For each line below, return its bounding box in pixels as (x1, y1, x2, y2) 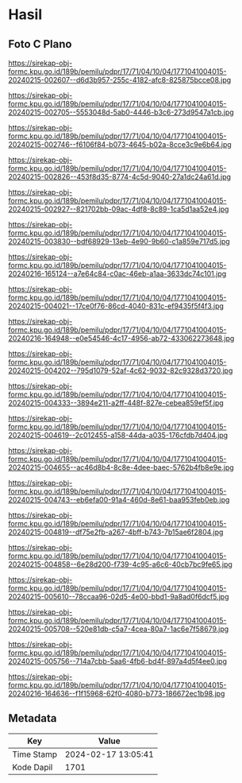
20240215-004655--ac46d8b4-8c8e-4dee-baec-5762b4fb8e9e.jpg (8, 463, 234, 472)
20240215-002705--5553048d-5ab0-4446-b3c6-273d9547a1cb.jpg (8, 107, 234, 117)
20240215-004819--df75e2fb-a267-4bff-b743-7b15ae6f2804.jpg (8, 527, 224, 537)
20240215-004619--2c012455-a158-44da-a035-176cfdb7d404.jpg (8, 431, 229, 440)
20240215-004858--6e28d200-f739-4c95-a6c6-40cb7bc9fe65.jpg (8, 560, 232, 569)
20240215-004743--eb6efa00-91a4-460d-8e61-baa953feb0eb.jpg (8, 495, 230, 504)
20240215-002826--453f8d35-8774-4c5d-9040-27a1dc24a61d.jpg (8, 172, 232, 181)
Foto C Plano (8, 37, 72, 51)
